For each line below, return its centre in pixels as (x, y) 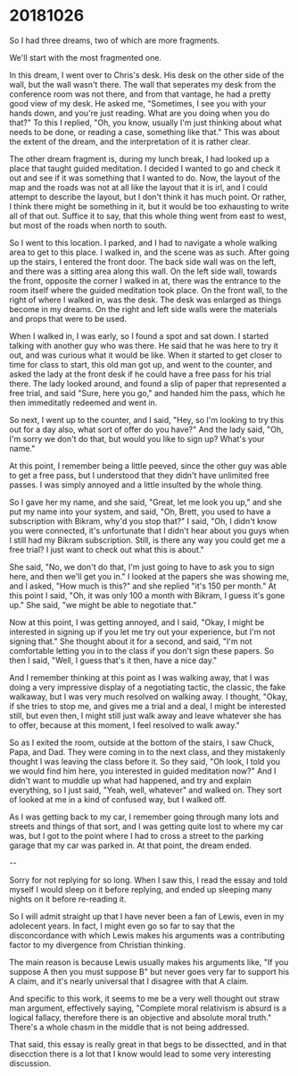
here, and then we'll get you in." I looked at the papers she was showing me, (149, 576)
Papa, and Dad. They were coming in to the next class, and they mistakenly (147, 751)
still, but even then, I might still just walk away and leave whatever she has (145, 716)
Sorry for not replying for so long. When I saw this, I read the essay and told (149, 880)
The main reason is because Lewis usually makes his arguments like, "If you (149, 962)
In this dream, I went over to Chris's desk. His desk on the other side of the (147, 75)
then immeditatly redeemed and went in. (83, 402)
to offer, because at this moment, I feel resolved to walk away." (125, 724)
